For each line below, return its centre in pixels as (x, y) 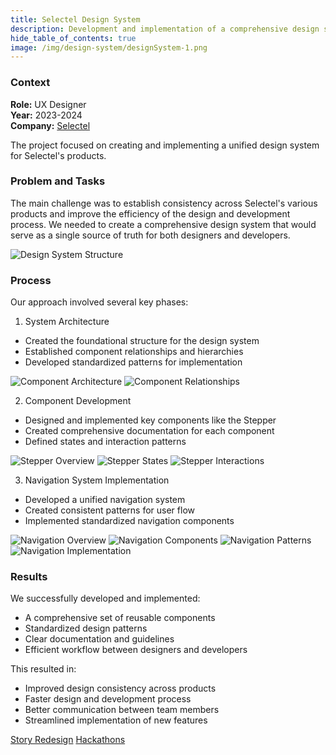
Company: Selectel (50, 125)
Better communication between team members (122, 710)
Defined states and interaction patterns (105, 442)
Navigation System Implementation (97, 480)
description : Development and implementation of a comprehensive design (165, 29)
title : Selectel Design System (75, 19)
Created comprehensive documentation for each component (149, 431)
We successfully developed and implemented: (105, 598)
